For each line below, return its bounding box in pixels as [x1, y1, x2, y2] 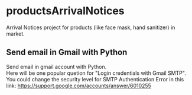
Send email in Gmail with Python [6, 47, 128, 58]
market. [6, 30, 25, 37]
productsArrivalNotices [6, 4, 125, 18]
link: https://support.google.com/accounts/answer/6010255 [6, 82, 152, 89]
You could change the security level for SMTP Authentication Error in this [6, 75, 184, 83]
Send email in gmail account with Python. [6, 63, 107, 70]
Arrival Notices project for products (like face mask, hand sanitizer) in [6, 24, 175, 31]
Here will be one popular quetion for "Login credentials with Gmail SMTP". [6, 69, 186, 77]
